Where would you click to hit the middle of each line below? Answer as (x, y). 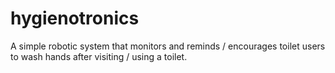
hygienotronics (75, 18)
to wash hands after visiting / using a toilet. (99, 56)
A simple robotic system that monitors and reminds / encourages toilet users (168, 46)
